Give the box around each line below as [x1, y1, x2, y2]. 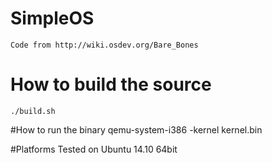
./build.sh [10, 106, 56, 116]
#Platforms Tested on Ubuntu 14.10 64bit [10, 143, 178, 155]
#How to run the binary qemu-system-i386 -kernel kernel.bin [10, 123, 263, 136]
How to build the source [10, 73, 212, 96]
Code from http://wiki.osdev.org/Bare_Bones [10, 40, 199, 50]
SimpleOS [10, 7, 95, 30]
